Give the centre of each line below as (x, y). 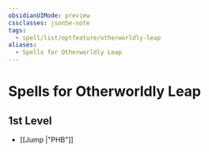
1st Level (30, 121)
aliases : (23, 45)
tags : (17, 30)
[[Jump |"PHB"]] (46, 140)
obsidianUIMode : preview (49, 15)
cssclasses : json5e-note (49, 23)
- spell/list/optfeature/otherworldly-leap (88, 38)
